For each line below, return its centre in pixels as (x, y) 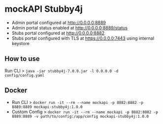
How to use (22, 59)
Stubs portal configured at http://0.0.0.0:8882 (58, 33)
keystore (21, 43)
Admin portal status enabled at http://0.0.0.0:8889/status (69, 27)
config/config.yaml (25, 75)
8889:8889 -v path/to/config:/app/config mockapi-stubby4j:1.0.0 (80, 116)
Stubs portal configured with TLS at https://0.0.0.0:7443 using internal (83, 38)
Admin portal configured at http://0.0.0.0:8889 (59, 23)
